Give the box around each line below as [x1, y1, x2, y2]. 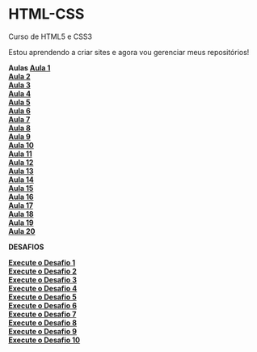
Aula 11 [8, 149, 32, 159]
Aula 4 [8, 88, 31, 98]
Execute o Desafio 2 [8, 266, 77, 276]
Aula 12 [8, 157, 34, 167]
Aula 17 [8, 200, 34, 210]
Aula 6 [8, 106, 31, 116]
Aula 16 [8, 192, 34, 201]
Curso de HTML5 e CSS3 [8, 32, 93, 41]
